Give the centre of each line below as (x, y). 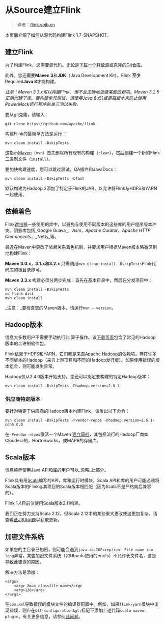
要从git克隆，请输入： (27, 114)
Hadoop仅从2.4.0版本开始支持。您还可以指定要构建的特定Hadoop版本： (78, 377)
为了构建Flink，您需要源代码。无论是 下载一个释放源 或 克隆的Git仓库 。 (75, 65)
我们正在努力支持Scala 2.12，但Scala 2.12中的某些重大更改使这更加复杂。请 (81, 513)
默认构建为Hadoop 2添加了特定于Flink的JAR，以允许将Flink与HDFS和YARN (81, 188)
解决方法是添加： (22, 572)
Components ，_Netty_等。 (32, 236)
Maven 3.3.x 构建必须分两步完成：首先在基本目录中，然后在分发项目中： (79, 280)
